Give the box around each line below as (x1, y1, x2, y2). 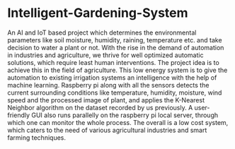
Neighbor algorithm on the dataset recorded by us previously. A (7, 103, 193, 112)
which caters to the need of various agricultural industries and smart (7, 126, 207, 134)
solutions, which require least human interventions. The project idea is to (7, 58, 219, 66)
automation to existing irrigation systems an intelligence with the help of (7, 73, 217, 82)
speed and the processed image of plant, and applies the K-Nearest (7, 95, 205, 104)
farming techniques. (7, 133, 66, 142)
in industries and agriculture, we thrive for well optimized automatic (7, 51, 204, 59)
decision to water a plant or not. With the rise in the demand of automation (7, 43, 224, 52)
